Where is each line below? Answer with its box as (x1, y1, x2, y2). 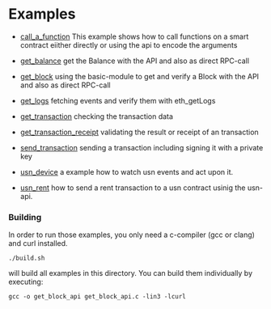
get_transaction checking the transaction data (19, 111, 174, 121)
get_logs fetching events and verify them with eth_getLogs (19, 95, 216, 105)
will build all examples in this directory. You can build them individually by (8, 269, 253, 278)
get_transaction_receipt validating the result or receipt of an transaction (19, 127, 259, 137)
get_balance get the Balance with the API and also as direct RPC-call (19, 56, 249, 66)
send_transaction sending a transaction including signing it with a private (19, 142, 264, 152)
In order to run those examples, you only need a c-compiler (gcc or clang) (8, 230, 255, 239)
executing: (8, 277, 44, 287)
